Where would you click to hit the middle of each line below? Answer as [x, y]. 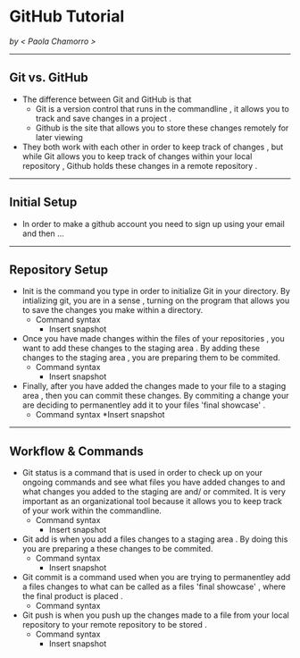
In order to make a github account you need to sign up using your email [154, 224]
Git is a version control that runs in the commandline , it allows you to [162, 108]
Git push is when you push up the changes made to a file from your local [156, 615]
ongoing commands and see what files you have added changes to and [154, 482]
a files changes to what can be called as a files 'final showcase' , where [154, 586]
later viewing [59, 137]
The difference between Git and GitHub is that [107, 99]
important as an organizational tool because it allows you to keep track [152, 502]
